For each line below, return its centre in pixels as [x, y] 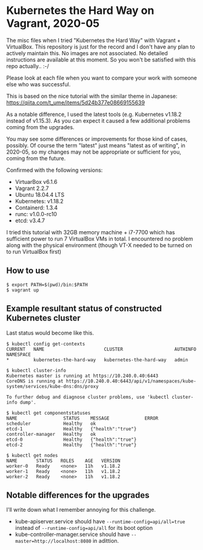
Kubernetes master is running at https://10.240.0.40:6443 [82, 376]
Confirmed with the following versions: [55, 170]
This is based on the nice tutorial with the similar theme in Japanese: [92, 96]
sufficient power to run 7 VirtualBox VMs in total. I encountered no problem [100, 239]
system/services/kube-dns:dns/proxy [52, 386]
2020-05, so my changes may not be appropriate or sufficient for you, [94, 152]
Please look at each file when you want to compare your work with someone [102, 78]
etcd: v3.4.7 [30, 220]
